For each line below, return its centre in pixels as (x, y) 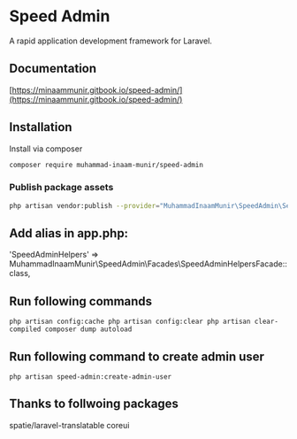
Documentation (53, 69)
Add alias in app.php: (69, 233)
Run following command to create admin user (137, 356)
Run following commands (81, 301)
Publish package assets (61, 188)
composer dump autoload (88, 329)
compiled (25, 329)
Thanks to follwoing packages (94, 404)
